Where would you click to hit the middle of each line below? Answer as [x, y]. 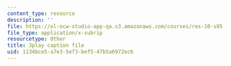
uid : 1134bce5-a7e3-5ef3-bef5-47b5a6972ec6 [70, 52]
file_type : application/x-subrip [55, 33]
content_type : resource [41, 13]
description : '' [30, 20]
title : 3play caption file [46, 45]
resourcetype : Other [37, 39]
